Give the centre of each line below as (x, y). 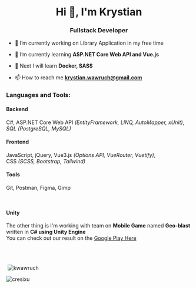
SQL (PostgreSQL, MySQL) (39, 128)
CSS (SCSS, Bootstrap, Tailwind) (46, 161)
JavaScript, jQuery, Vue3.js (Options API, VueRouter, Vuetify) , (81, 155)
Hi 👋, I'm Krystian (99, 12)
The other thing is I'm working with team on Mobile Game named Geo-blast (98, 226)
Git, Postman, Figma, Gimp (38, 188)
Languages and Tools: (38, 95)
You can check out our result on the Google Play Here (71, 238)
